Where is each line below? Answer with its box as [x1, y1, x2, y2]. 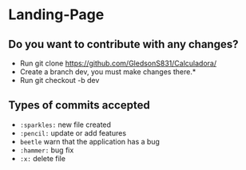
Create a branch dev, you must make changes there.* [19, 67, 196, 77]
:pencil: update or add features [19, 128, 126, 137]
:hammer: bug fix [19, 145, 74, 155]
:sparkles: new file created [19, 120, 112, 129]
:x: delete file [19, 153, 66, 163]
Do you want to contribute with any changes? [8, 38, 239, 51]
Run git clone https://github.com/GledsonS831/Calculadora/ [19, 58, 217, 68]
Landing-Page [8, 6, 105, 24]
